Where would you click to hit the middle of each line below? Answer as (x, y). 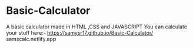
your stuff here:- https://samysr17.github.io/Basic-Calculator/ (80, 32)
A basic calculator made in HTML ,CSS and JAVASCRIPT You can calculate (96, 27)
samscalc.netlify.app (31, 39)
